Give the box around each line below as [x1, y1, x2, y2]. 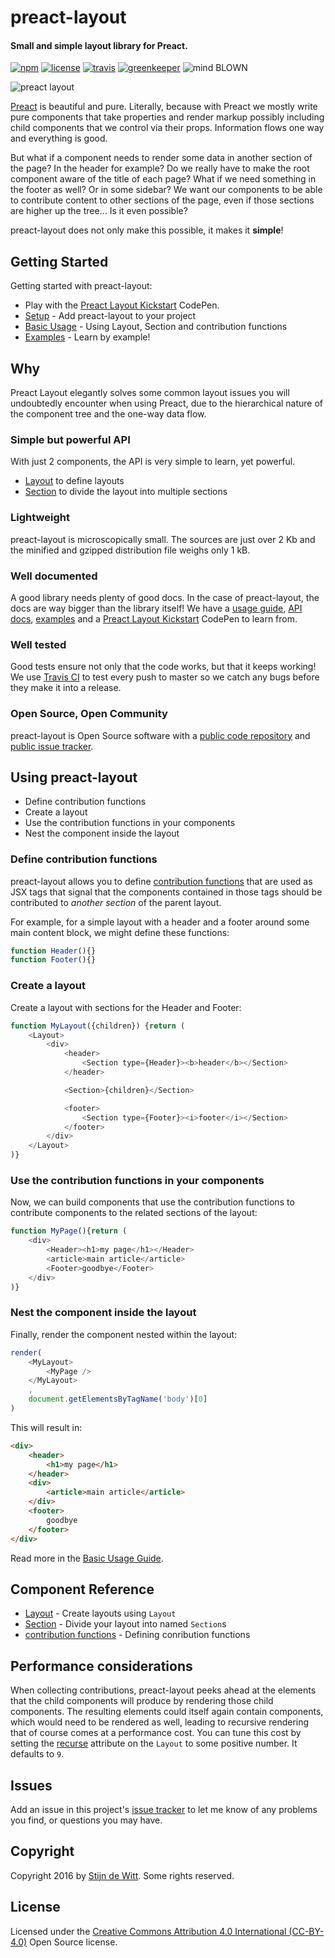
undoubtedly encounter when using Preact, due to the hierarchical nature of [10, 397, 324, 410]
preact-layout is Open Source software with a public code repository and [10, 729, 311, 741]
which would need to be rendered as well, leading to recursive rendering [10, 1716, 310, 1728]
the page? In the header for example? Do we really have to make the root [10, 162, 310, 175]
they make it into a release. [10, 682, 122, 694]
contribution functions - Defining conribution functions [24, 1629, 251, 1641]
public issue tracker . [10, 740, 94, 752]
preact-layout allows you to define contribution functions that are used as [10, 875, 313, 887]
